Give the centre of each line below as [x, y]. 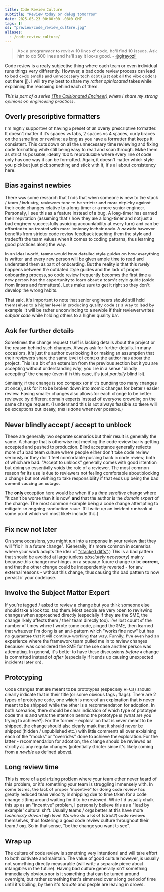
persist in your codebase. [31, 577]
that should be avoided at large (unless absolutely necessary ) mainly [75, 557]
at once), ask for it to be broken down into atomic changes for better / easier [82, 388]
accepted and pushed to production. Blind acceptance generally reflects [78, 447]
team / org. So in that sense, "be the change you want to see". [68, 826]
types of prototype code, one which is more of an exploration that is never [80, 700]
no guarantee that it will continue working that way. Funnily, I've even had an [82, 636]
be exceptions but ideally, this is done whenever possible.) [64, 409]
